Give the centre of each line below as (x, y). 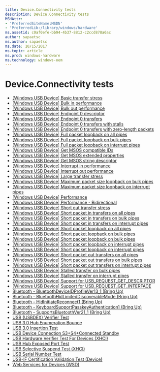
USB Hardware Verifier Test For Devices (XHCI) (60, 339)
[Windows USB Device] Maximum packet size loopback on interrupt (81, 187)
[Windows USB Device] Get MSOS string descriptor (64, 161)
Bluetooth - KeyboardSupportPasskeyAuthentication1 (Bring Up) (77, 307)
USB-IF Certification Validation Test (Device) (57, 359)
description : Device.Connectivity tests (47, 14)
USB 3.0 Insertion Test (35, 328)
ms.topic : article (24, 51)
